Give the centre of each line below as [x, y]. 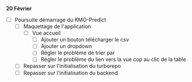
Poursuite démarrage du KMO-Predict [60, 20]
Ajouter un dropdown [66, 46]
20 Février [19, 8]
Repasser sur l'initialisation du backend [71, 73]
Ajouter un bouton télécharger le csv [85, 40]
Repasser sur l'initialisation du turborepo [72, 66]
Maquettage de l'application [57, 26]
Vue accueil [46, 33]
